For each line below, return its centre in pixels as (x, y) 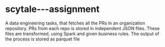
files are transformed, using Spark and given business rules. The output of (82, 33)
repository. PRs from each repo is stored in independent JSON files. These (82, 28)
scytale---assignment (52, 9)
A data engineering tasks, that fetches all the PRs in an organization (75, 23)
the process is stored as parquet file (43, 39)
